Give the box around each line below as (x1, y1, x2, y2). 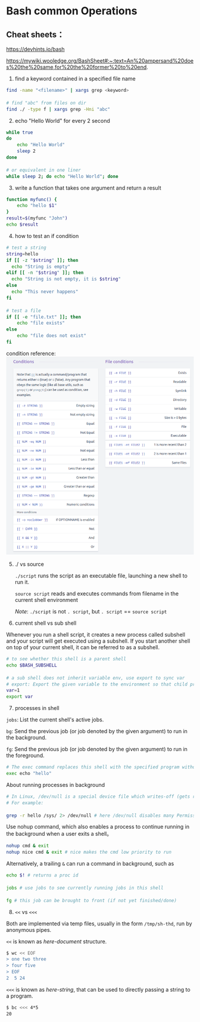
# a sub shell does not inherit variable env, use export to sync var (6, 675, 185, 681)
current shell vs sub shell (14, 619, 77, 626)
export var (6, 694, 33, 700)
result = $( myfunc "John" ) (6, 215, 68, 221)
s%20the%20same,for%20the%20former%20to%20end (6, 64, 147, 70)
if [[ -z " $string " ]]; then (6, 257, 79, 263)
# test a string (6, 245, 46, 251)
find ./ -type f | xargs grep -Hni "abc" (6, 106, 111, 112)
